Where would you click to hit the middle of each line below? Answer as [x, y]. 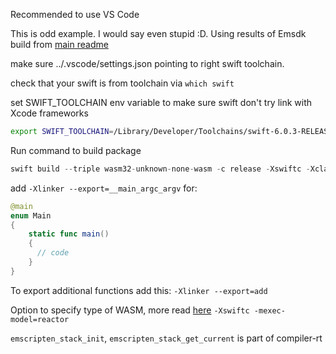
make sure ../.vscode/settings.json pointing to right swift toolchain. [147, 63]
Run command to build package [76, 150]
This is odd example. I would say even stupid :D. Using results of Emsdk [158, 33]
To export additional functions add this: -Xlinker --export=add [139, 290]
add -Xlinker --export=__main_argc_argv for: [104, 188]
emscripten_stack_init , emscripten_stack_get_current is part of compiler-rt [166, 338]
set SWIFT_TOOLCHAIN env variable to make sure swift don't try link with [161, 102]
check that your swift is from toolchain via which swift [122, 83]
